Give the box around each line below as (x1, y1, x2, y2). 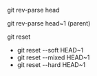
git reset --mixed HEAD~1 (17, 53, 90, 61)
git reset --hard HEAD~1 (17, 61, 86, 68)
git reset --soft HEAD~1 (17, 46, 84, 54)
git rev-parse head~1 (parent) (7, 19, 91, 27)
